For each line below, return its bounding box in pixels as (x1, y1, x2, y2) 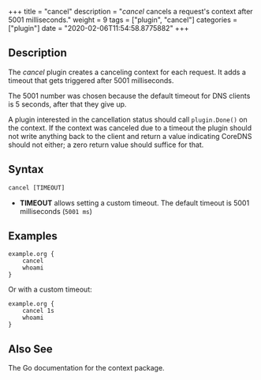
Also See (8, 342, 53, 356)
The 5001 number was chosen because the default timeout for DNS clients (8, 91, 251, 100)
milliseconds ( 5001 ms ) (19, 206, 93, 216)
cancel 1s (22, 307, 55, 315)
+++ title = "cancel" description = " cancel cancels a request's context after (8, 7, 254, 16)
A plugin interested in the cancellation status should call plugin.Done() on (8, 115, 248, 124)
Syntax (8, 163, 44, 176)
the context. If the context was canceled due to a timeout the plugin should (8, 122, 252, 133)
